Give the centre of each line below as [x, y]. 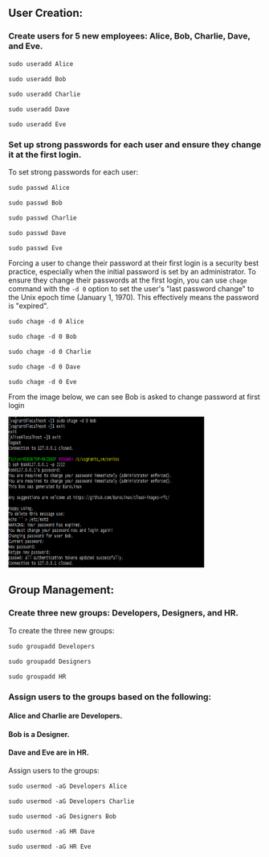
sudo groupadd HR [37, 676]
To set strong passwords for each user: [73, 171]
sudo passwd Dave [37, 233]
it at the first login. [45, 155]
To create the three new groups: [61, 630]
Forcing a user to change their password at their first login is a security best [134, 263]
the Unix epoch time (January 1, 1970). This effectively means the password [134, 297]
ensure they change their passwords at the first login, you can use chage [128, 280]
